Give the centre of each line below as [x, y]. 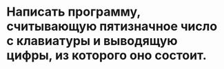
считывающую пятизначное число [112, 26]
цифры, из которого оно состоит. [107, 56]
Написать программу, [73, 12]
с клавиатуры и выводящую [92, 41]
